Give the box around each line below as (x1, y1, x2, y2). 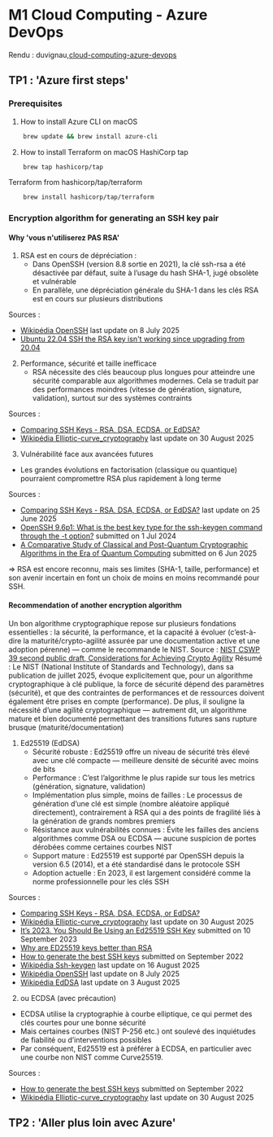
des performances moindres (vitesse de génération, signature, (32, 384, 242, 394)
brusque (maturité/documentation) (8, 722, 124, 732)
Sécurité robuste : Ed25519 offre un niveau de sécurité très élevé (32, 747, 250, 757)
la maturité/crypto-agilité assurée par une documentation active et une (23, 635, 260, 645)
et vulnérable (32, 277, 77, 287)
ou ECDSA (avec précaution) (19, 993, 116, 1003)
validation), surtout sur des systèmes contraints (32, 393, 193, 403)
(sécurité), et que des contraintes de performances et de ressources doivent (8, 687, 265, 697)
